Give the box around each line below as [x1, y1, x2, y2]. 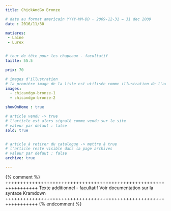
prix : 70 [5, 67, 24, 73]
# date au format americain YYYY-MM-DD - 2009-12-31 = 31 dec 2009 [5, 16, 152, 22]
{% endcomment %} [39, 201, 82, 207]
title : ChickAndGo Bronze [5, 7, 60, 13]
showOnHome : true [5, 104, 44, 110]
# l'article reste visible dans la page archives [5, 146, 113, 151]
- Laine [7, 35, 24, 41]
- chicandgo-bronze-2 [10, 95, 56, 100]
